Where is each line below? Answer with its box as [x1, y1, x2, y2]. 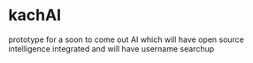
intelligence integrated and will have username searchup [8, 43, 215, 53]
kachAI [8, 5, 62, 25]
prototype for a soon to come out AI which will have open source [8, 34, 245, 45]
